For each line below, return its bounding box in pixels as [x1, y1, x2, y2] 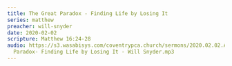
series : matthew [7, 16, 54, 23]
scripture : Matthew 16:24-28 [7, 36, 91, 43]
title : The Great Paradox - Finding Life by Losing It [7, 10, 168, 17]
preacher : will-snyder [7, 23, 72, 30]
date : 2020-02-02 [7, 29, 57, 36]
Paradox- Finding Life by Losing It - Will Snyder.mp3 [13, 49, 175, 56]
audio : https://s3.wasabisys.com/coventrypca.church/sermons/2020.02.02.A [7, 42, 227, 49]
